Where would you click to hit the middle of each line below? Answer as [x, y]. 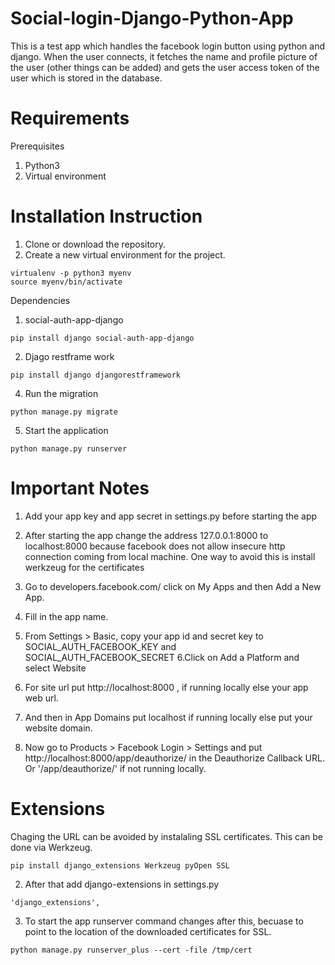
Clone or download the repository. [95, 244]
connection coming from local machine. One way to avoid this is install [170, 556]
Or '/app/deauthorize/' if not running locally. [115, 768]
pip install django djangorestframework [96, 375]
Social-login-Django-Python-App [152, 18]
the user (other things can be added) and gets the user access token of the [165, 67]
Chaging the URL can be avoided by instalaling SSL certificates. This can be [166, 836]
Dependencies [40, 300]
